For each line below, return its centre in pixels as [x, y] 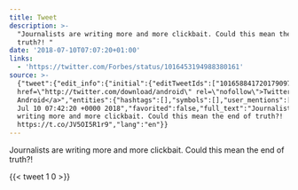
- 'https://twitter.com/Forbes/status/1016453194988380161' [130, 67]
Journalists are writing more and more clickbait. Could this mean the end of [147, 150]
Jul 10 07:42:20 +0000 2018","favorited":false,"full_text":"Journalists [156, 108]
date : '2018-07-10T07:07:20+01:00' [75, 51]
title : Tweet [33, 17]
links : [21, 59]
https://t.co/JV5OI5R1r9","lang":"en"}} [93, 125]
